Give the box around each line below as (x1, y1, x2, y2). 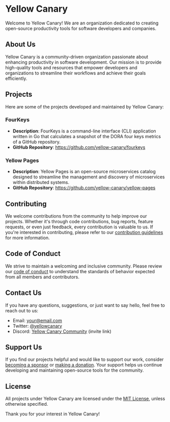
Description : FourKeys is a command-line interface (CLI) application (12, 128, 156, 134)
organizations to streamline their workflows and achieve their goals (5, 70, 146, 76)
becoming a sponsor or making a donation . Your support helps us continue (5, 362, 162, 368)
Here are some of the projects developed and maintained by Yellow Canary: (5, 103, 164, 110)
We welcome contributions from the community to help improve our (5, 213, 147, 219)
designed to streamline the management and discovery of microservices (12, 174, 165, 180)
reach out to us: (5, 307, 39, 313)
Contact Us (5, 288, 42, 297)
